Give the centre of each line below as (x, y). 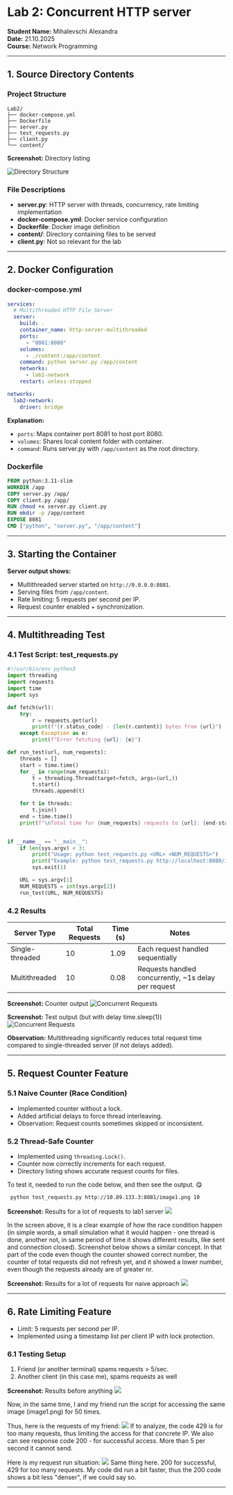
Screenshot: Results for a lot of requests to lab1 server (86, 1211)
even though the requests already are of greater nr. (80, 1269)
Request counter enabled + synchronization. (80, 606)
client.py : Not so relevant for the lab (69, 241)
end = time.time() (46, 816)
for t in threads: (46, 804)
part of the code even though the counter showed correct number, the (107, 1254)
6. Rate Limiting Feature (60, 1312)
